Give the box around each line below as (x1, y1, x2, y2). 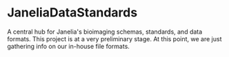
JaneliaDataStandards (7, 5, 138, 21)
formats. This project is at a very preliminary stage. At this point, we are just (7, 34, 222, 43)
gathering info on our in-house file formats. (7, 42, 130, 50)
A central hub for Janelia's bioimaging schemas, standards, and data (7, 27, 203, 36)
